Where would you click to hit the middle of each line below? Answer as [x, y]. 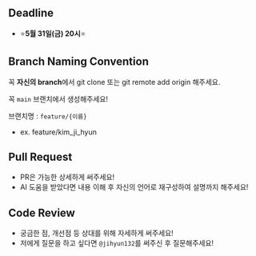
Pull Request [40, 157]
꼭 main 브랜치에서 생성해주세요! [58, 98]
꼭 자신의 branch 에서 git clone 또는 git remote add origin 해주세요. [114, 82]
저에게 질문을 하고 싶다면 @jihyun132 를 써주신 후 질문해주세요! [117, 243]
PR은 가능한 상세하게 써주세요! [67, 177]
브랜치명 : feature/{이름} [48, 116]
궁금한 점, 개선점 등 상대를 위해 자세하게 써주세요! [96, 233]
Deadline [31, 13]
